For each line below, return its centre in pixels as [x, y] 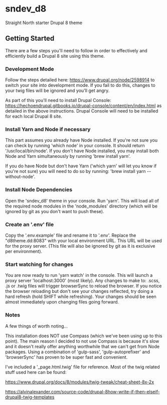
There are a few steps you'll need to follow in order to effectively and [76, 50]
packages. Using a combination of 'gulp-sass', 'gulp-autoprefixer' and [78, 352]
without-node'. [20, 177]
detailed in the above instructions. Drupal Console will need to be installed [82, 111]
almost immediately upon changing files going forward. [62, 302]
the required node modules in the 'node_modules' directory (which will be [81, 206]
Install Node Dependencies [39, 190]
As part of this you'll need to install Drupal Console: [58, 100]
